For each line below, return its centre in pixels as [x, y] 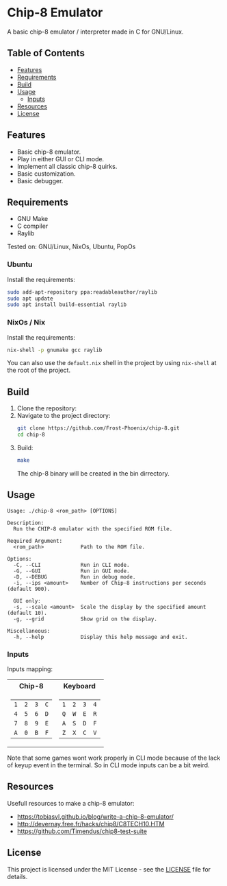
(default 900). [29, 589]
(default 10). [27, 613]
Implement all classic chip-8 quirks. [67, 166]
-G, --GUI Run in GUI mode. [71, 571]
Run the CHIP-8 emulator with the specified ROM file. [93, 529]
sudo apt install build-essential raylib [67, 305]
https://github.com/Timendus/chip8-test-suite [82, 831]
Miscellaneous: [29, 631]
